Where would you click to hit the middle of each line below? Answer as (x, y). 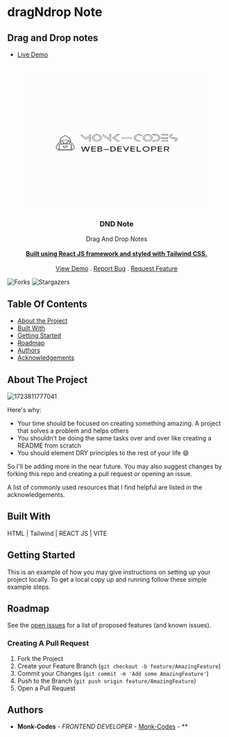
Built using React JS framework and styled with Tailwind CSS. (117, 254)
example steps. (29, 587)
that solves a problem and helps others (73, 430)
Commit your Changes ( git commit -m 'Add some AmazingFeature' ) (113, 673)
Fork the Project (40, 658)
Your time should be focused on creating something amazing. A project (119, 423)
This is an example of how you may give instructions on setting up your (109, 572)
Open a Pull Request (46, 688)
